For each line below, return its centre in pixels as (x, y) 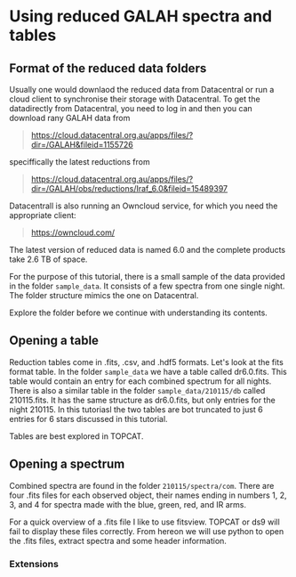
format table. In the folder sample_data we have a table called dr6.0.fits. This (148, 371)
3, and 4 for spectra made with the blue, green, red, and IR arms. (128, 504)
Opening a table (54, 341)
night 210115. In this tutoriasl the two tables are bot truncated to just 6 (136, 409)
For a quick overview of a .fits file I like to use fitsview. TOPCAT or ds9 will (144, 522)
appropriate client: (43, 215)
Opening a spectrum (67, 464)
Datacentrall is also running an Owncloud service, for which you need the (144, 206)
